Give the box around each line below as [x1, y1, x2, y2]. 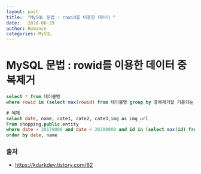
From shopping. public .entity [6, 121, 79, 127]
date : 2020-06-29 [6, 20, 55, 26]
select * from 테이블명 [6, 94, 61, 100]
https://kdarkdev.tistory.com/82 [14, 161, 93, 169]
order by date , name [6, 132, 58, 138]
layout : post [6, 8, 39, 15]
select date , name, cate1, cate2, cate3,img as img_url [6, 115, 148, 121]
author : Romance [6, 25, 47, 32]
